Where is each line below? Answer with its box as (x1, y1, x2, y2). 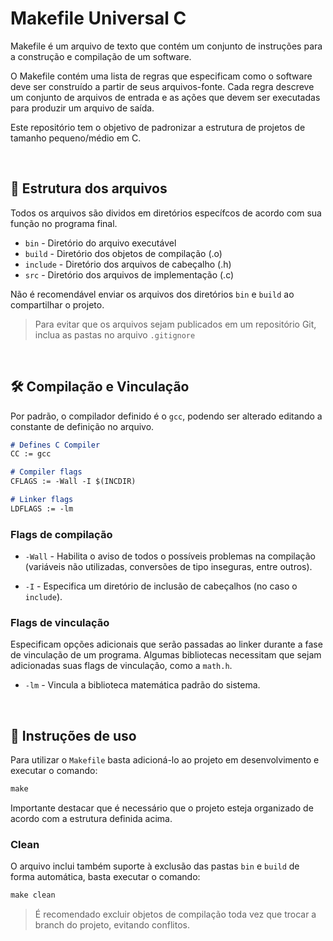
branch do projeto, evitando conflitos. (34, 919, 190, 931)
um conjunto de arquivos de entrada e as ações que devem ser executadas (10, 91, 321, 103)
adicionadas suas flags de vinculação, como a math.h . (10, 660, 233, 672)
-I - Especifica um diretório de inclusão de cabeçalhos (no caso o (24, 580, 298, 592)
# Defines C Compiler (10, 440, 101, 450)
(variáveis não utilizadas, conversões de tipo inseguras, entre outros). (24, 561, 313, 573)
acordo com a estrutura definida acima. (10, 813, 173, 825)
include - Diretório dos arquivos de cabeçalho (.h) (24, 258, 232, 270)
